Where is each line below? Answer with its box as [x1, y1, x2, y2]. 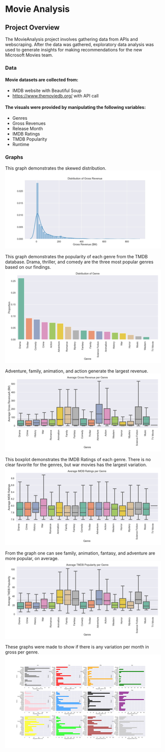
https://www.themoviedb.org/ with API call [12, 93, 99, 99]
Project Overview [5, 23, 60, 32]
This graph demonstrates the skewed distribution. [5, 165, 106, 171]
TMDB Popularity [12, 136, 47, 142]
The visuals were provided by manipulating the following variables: [5, 104, 146, 110]
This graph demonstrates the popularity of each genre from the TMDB [5, 253, 148, 259]
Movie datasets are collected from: [5, 77, 79, 83]
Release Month [12, 126, 43, 132]
